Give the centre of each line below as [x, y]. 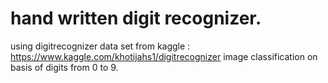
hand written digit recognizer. [136, 18]
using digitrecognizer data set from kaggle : [100, 46]
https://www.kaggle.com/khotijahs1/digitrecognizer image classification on [164, 56]
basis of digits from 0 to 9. [64, 67]
